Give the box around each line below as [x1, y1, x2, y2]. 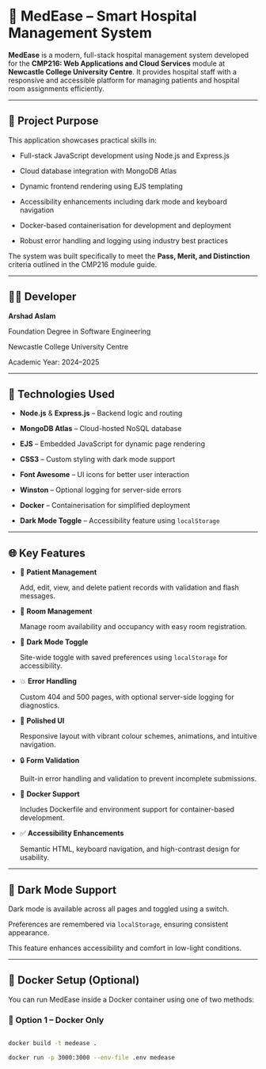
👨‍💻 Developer [8, 290, 77, 304]
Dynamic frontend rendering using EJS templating [19, 181, 184, 191]
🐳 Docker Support [19, 789, 81, 799]
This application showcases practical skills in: [8, 135, 157, 145]
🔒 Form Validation [19, 756, 80, 765]
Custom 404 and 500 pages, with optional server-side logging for [19, 693, 235, 702]
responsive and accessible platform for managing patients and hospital [8, 75, 240, 85]
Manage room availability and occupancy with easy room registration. [19, 622, 248, 632]
